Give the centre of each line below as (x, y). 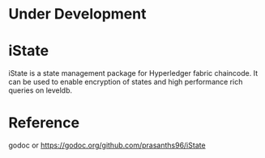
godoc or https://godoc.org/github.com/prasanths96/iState (107, 145)
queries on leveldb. (41, 90)
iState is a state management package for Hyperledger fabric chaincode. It (133, 73)
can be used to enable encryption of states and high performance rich (126, 82)
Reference (44, 123)
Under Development (77, 14)
